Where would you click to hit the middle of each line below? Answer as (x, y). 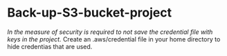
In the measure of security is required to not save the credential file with (110, 32)
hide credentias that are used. (50, 46)
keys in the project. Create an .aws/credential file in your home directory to (114, 39)
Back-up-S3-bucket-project (89, 13)
